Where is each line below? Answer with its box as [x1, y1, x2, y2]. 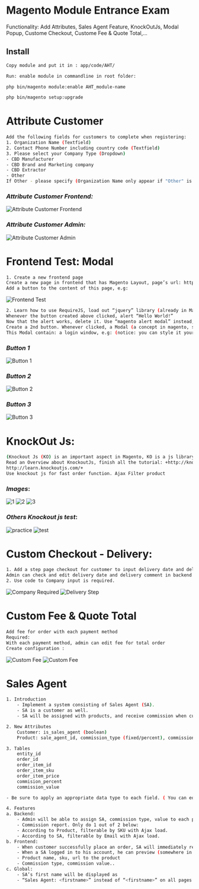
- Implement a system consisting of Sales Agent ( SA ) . [17, 702, 155, 708]
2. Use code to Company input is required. [6, 578, 115, 584]
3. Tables [6, 745, 31, 751]
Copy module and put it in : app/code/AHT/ [6, 62, 115, 68]
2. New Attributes [6, 724, 52, 729]
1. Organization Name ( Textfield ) [6, 140, 92, 146]
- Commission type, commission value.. [17, 861, 115, 866]
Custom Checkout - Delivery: [6, 547, 153, 560]
